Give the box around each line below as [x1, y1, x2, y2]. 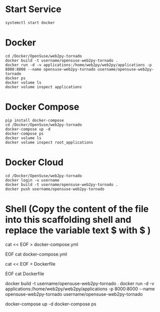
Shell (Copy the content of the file [5, 203, 149, 215]
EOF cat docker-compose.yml [5, 251, 67, 257]
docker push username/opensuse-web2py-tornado [5, 186, 105, 192]
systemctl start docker [5, 20, 55, 25]
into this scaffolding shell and [5, 214, 132, 225]
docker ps [5, 76, 26, 81]
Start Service [5, 4, 62, 15]
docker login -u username [5, 177, 59, 182]
